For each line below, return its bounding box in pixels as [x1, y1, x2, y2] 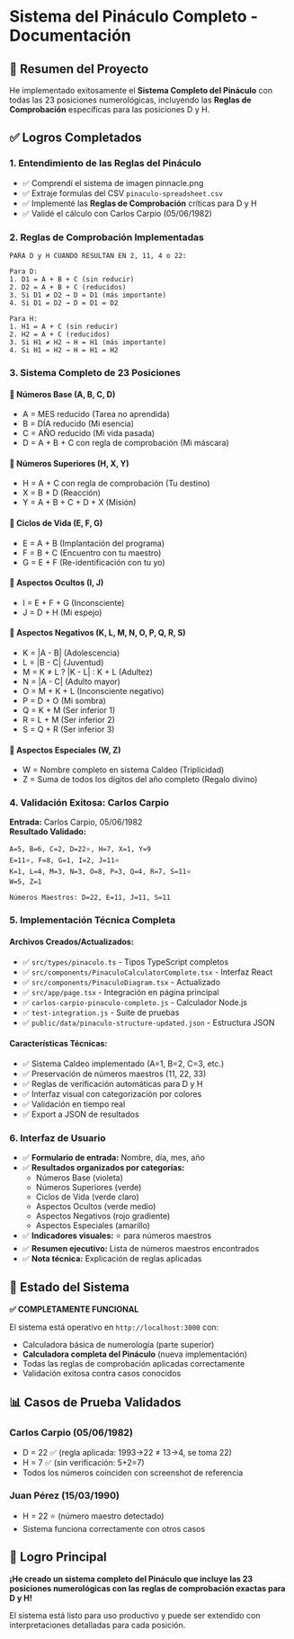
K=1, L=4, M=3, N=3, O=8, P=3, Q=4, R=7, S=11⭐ [9, 868, 192, 877]
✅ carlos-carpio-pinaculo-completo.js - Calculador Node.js [22, 996, 247, 1008]
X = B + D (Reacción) [22, 487, 102, 498]
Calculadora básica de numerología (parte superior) [22, 1339, 215, 1350]
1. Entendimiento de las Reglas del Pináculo [9, 157, 202, 170]
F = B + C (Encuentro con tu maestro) [22, 547, 162, 558]
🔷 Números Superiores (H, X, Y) [9, 458, 129, 468]
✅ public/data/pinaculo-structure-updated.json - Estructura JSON [22, 1017, 275, 1028]
